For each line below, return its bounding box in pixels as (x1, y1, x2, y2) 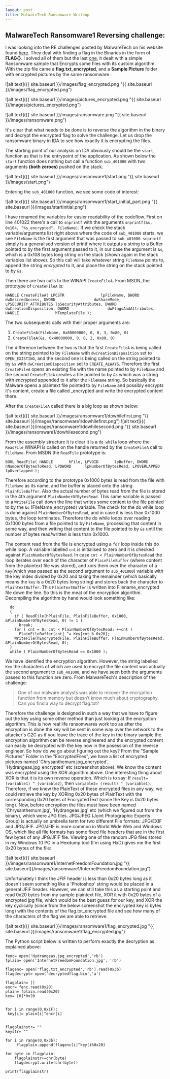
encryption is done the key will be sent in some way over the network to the (5, 727, 164, 733)
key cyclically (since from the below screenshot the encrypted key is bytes (5, 902, 161, 909)
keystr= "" (5, 1029, 28, 1034)
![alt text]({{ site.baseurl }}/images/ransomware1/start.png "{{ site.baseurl (5, 174, 159, 180)
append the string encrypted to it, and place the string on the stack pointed (5, 263, 162, 269)
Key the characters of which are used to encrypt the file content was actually (5, 664, 165, 670)
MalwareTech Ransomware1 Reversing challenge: (5, 31, 165, 40)
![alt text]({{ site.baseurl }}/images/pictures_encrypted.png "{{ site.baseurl (5, 96, 161, 103)
